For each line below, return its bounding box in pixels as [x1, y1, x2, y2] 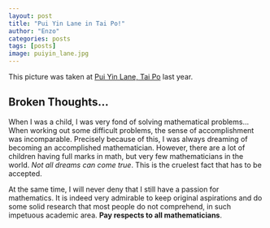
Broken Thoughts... [8, 95, 109, 110]
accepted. [8, 168, 42, 179]
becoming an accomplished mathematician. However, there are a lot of [8, 143, 246, 153]
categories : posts [8, 34, 71, 43]
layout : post [8, 11, 53, 20]
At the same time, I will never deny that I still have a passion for [8, 184, 220, 194]
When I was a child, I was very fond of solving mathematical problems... [8, 117, 250, 127]
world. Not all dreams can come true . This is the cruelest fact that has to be [8, 160, 262, 170]
